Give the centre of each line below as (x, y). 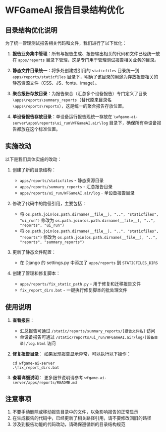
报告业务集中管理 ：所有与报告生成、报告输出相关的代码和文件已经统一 (84, 54)
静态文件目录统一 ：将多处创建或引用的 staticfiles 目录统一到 (76, 71)
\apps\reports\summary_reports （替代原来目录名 (62, 100)
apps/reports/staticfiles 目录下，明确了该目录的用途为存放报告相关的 (85, 77)
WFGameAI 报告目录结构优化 (65, 10)
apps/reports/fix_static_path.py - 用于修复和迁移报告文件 (80, 284)
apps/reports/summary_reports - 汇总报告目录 (66, 186)
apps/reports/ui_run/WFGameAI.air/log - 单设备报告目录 (77, 193)
